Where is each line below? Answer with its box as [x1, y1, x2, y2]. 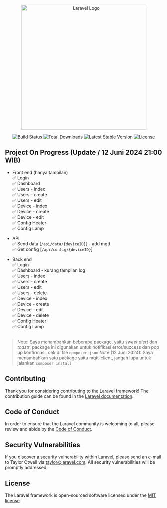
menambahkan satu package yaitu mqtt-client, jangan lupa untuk [17, 355, 151, 361]
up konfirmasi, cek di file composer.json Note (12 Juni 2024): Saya [17, 349, 153, 355]
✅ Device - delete [12, 312, 49, 318]
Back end [12, 256, 32, 262]
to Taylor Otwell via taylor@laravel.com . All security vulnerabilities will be [5, 459, 156, 465]
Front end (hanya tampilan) [12, 169, 68, 175]
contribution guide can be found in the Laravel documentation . [5, 393, 134, 399]
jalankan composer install [17, 360, 72, 366]
